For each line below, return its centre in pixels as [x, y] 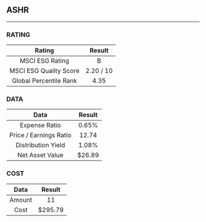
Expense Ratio [40, 125]
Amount [21, 200]
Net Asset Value [40, 155]
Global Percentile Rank [45, 81]
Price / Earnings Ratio [40, 136]
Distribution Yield [40, 145]
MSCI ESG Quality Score [44, 71]
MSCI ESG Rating [44, 61]
